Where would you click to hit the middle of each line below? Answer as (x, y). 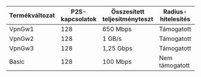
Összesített (128, 12)
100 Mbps (117, 62)
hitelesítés (175, 19)
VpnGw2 (22, 39)
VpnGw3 (22, 48)
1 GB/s (112, 39)
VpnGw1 (22, 29)
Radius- (175, 12)
